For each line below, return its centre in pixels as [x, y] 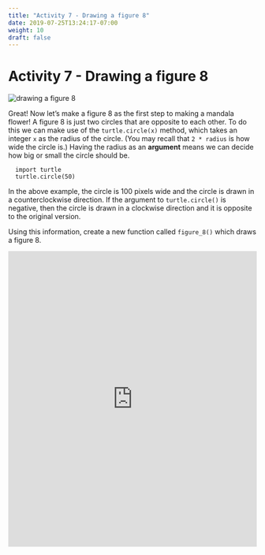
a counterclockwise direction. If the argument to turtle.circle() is [117, 200]
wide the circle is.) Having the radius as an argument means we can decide [131, 147]
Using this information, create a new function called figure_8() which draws [132, 232]
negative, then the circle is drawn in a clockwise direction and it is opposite [130, 208]
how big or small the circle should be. [69, 155]
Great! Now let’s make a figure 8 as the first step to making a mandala [121, 114]
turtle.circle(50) [46, 177]
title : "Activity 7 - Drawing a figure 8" [79, 15]
